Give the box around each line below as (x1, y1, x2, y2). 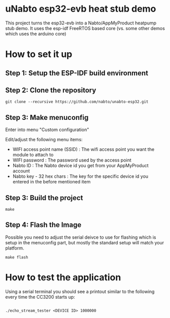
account (12, 168, 30, 174)
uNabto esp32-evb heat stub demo (5, 3, 156, 15)
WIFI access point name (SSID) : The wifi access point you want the (12, 146, 155, 152)
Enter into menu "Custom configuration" (5, 126, 89, 133)
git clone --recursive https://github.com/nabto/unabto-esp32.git (5, 100, 149, 105)
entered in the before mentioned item (12, 179, 91, 185)
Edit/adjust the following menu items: (5, 137, 83, 143)
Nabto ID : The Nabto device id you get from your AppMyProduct (12, 163, 149, 169)
